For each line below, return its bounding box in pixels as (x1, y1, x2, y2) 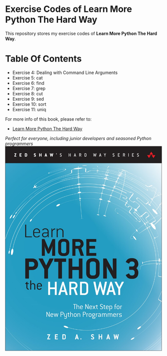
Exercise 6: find (12, 80, 45, 86)
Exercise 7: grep (12, 85, 46, 91)
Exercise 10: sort (12, 101, 46, 107)
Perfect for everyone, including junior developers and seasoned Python (5, 135, 152, 141)
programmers (5, 141, 33, 146)
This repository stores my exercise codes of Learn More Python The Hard (5, 30, 158, 36)
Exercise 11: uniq (12, 106, 46, 112)
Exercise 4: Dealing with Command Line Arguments (12, 70, 118, 75)
